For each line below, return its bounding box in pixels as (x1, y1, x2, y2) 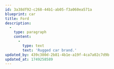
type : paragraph (14, 30, 47, 34)
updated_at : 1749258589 (5, 57, 53, 62)
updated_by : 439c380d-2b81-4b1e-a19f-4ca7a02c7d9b (5, 52, 110, 57)
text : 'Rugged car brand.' (22, 48, 77, 52)
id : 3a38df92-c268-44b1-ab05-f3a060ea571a (5, 7, 92, 12)
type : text (22, 43, 45, 48)
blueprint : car (5, 12, 36, 17)
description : (5, 20, 32, 26)
